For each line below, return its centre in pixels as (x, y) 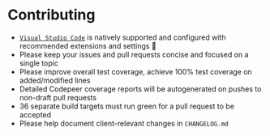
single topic (39, 63)
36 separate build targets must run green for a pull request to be (126, 106)
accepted (35, 114)
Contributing (51, 15)
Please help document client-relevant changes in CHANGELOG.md (124, 123)
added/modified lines (55, 80)
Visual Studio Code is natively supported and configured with (122, 37)
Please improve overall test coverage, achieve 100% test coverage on (135, 71)
